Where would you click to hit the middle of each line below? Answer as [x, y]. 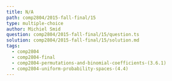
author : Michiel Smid [34, 29]
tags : [13, 46]
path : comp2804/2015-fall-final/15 [51, 18]
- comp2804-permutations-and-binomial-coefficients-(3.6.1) [89, 63]
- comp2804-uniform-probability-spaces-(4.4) [70, 69]
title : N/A [20, 12]
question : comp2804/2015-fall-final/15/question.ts [73, 35]
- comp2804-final [34, 57]
